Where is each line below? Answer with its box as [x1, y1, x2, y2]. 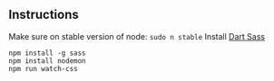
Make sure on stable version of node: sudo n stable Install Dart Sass [8, 31, 265, 41]
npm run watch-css [8, 64, 78, 73]
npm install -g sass [8, 49, 87, 58]
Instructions [8, 7, 79, 22]
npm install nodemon [8, 56, 87, 66]
